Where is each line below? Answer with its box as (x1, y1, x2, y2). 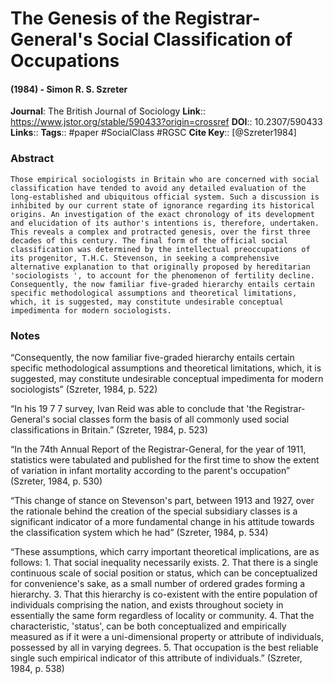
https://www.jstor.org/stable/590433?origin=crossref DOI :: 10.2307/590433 (10, 116, 323, 128)
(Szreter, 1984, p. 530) (10, 475, 103, 487)
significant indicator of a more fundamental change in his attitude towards (10, 515, 315, 527)
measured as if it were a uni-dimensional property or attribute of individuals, (10, 630, 325, 642)
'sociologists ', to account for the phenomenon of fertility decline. (10, 270, 315, 281)
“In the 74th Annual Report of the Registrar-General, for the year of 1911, (10, 443, 307, 455)
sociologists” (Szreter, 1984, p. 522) (10, 383, 158, 395)
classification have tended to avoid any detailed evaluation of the (10, 183, 307, 193)
